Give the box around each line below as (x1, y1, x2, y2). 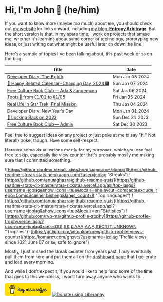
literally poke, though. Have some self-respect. (5, 137, 99, 143)
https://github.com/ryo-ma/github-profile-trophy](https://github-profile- (6, 213, 151, 219)
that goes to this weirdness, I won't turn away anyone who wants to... (5, 273, 144, 279)
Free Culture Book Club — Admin (7, 121, 73, 127)
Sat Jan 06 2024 (112, 88, 147, 94)
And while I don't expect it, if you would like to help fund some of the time (5, 268, 153, 274)
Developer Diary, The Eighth (7, 74, 64, 79)
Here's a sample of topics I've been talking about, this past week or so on (5, 51, 152, 57)
